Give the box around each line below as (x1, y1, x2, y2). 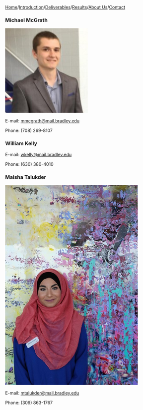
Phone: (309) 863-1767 (5, 400, 53, 406)
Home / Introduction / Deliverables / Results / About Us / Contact (5, 4, 126, 10)
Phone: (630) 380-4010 (5, 161, 54, 167)
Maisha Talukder (5, 173, 46, 180)
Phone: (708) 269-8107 (5, 127, 53, 134)
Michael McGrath (5, 16, 48, 23)
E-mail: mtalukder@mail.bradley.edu (5, 390, 79, 396)
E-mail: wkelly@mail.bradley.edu (5, 151, 72, 157)
